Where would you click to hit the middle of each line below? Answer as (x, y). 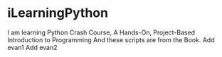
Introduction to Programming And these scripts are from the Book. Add (111, 39)
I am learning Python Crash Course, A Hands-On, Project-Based (101, 32)
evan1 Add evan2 (32, 47)
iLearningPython (58, 13)
